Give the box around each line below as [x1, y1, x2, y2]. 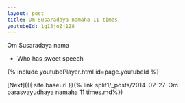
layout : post [7, 10, 45, 17]
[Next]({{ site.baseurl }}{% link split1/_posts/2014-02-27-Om [7, 81, 178, 89]
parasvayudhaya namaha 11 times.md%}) [7, 88, 123, 96]
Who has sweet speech [16, 55, 84, 63]
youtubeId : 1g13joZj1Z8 [7, 23, 75, 29]
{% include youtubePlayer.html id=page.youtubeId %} [7, 68, 160, 76]
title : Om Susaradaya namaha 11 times [7, 16, 118, 23]
